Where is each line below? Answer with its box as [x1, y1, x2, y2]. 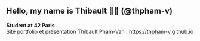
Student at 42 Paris [6, 21, 55, 29]
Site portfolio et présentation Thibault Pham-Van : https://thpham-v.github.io [6, 28, 194, 35]
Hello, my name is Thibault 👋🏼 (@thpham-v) [6, 6, 173, 16]
